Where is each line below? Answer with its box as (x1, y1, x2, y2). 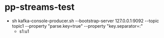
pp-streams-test (4, 1, 75, 13)
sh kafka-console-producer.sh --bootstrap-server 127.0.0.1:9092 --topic (11, 18, 160, 24)
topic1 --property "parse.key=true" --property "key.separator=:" (11, 23, 143, 29)
